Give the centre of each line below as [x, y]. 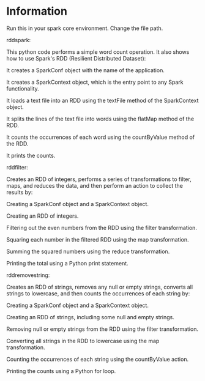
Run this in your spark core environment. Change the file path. [85, 28]
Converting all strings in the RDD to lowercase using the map [83, 341]
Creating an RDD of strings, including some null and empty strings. [90, 317]
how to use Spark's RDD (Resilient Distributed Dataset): [76, 58]
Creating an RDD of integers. [43, 216]
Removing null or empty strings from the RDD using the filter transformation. [102, 329]
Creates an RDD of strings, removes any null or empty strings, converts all [100, 287]
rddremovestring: [28, 275]
